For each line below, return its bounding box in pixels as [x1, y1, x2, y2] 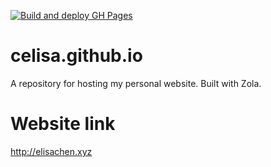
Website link [10, 113, 116, 135]
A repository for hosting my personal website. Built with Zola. [10, 77, 262, 89]
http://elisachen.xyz [10, 145, 93, 157]
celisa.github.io [10, 45, 143, 67]
